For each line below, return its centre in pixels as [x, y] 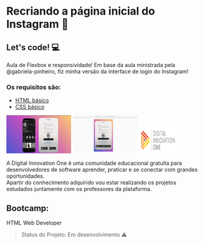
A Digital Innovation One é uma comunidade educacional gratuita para [94, 163]
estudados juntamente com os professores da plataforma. [79, 189]
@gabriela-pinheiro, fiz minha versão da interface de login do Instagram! [97, 71]
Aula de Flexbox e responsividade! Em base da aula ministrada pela [91, 65]
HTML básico [32, 100]
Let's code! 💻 [33, 47]
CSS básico [30, 107]
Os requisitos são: [34, 87]
